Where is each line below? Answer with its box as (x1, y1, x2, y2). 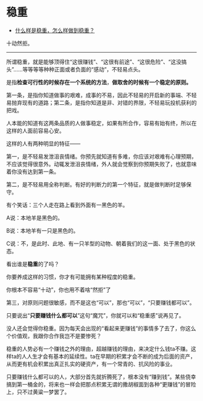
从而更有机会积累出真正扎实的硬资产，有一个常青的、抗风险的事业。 (6, 360, 176, 367)
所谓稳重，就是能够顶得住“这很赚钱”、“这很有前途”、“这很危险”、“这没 (6, 58, 182, 65)
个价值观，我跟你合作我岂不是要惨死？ (6, 332, 101, 339)
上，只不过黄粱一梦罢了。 (6, 388, 70, 396)
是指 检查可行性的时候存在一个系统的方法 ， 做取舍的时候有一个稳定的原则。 (6, 78, 192, 85)
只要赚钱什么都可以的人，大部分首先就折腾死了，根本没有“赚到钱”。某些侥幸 (6, 373, 196, 380)
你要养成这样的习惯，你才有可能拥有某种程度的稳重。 (6, 273, 139, 280)
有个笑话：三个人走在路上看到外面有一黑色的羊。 (6, 201, 128, 208)
